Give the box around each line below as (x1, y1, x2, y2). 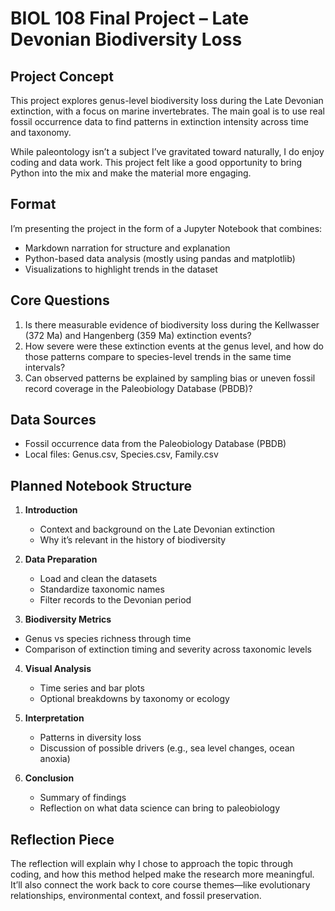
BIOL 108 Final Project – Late (10, 7, 250, 30)
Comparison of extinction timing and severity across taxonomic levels (24, 643, 313, 656)
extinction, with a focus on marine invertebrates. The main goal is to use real (10, 105, 325, 117)
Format (10, 196, 57, 213)
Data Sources (10, 412, 97, 429)
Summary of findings (39, 792, 127, 804)
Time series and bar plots (39, 682, 145, 694)
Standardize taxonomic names (39, 583, 165, 596)
